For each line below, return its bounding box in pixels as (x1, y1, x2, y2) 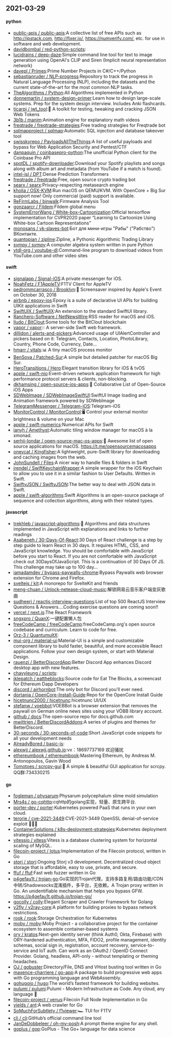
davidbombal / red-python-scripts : (13, 46, 86, 52)
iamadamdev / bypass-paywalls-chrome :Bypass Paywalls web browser (13, 569, 164, 575)
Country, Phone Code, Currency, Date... (13, 341, 97, 347)
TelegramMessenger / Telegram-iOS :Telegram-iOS (13, 403, 120, 409)
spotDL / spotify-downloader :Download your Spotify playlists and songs (13, 160, 165, 166)
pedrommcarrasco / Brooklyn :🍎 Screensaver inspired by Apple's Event (13, 286, 162, 292)
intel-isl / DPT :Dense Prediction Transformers (13, 171, 109, 177)
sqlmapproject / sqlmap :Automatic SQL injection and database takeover (13, 127, 164, 133)
